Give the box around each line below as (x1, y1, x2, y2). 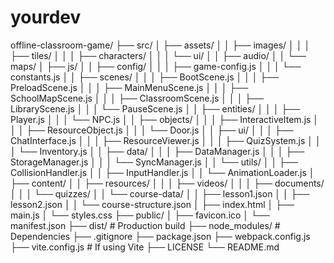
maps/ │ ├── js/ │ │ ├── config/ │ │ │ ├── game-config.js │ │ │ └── (10, 60, 302, 72)
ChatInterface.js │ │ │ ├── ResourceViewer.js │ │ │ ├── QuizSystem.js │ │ (10, 134, 322, 146)
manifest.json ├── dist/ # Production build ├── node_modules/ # (10, 219, 281, 231)
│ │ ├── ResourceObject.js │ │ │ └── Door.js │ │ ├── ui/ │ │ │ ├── (10, 124, 294, 136)
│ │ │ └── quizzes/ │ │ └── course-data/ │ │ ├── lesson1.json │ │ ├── (10, 187, 310, 200)
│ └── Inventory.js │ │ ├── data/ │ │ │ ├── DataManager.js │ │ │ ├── (10, 145, 305, 157)
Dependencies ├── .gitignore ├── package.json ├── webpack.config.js (10, 230, 311, 242)
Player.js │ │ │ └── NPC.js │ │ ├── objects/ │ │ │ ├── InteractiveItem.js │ (10, 113, 320, 125)
